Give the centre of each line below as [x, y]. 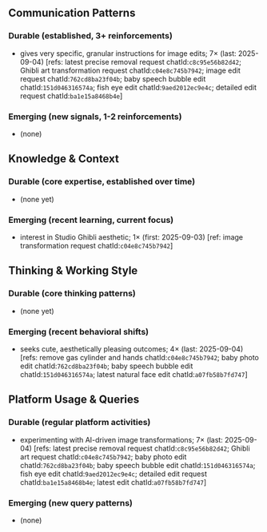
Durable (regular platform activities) [80, 423]
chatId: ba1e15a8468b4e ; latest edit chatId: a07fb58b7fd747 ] [113, 482]
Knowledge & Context [64, 159]
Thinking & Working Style [73, 271]
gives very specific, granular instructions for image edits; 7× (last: [128, 53]
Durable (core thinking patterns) [72, 293]
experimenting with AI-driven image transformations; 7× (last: [122, 439]
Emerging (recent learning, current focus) [91, 220]
